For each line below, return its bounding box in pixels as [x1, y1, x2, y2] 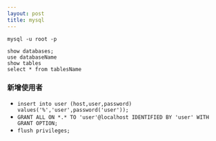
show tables [7, 59, 41, 66]
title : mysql [7, 17, 45, 23]
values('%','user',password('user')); [17, 106, 129, 113]
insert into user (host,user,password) [17, 100, 132, 107]
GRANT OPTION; [17, 120, 58, 126]
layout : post [7, 10, 45, 17]
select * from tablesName [7, 66, 81, 73]
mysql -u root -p [7, 35, 57, 42]
